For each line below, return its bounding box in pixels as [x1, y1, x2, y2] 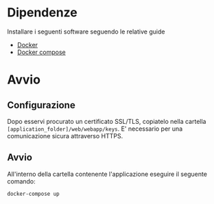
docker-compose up [7, 190, 60, 197]
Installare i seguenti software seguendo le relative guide [7, 27, 165, 36]
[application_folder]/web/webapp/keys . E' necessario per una [7, 125, 183, 133]
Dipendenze [7, 5, 78, 21]
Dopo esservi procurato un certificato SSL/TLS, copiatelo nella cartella [7, 117, 206, 125]
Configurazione [7, 99, 75, 111]
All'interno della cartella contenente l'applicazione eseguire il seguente [7, 170, 208, 178]
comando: [7, 177, 36, 186]
